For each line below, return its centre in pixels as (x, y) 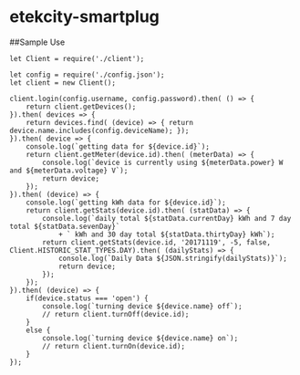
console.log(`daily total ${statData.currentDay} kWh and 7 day (167, 218)
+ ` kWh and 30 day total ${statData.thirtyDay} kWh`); (166, 234)
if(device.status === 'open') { (87, 298)
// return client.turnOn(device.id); (114, 346)
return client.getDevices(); (81, 107)
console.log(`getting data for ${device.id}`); (118, 146)
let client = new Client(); (63, 83)
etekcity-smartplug (84, 17)
